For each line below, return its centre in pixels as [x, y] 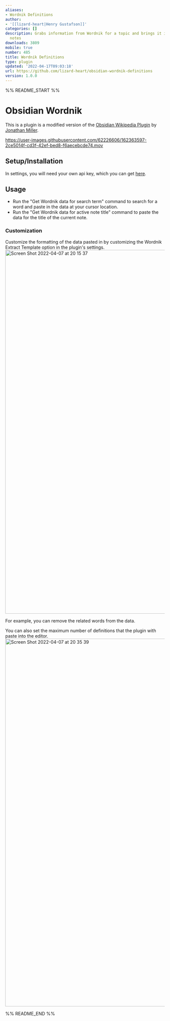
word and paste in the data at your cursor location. [65, 207]
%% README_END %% [30, 1013]
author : [13, 19]
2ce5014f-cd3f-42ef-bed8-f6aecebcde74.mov [54, 145]
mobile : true [19, 48]
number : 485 [18, 52]
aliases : [14, 10]
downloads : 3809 [22, 43]
